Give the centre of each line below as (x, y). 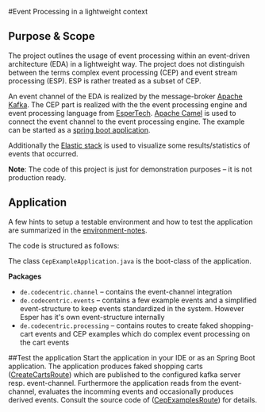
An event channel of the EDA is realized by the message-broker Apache (126, 96)
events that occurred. (43, 153)
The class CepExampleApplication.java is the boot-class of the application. (130, 260)
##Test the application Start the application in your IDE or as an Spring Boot (132, 357)
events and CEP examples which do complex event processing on (142, 333)
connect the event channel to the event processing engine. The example (127, 121)
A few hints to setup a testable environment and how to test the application (131, 221)
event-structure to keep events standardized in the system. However (132, 308)
